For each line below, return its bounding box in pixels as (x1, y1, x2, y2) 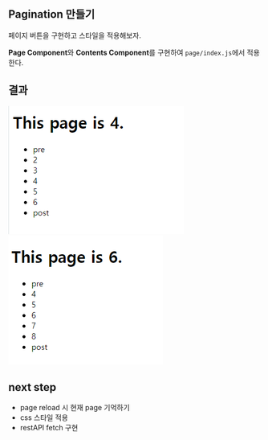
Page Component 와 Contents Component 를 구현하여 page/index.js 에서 (8, 47, 246, 57)
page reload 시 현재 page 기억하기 (19, 403, 130, 413)
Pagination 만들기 (8, 7, 95, 22)
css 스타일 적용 (19, 413, 68, 422)
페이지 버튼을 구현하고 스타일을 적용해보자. (8, 31, 142, 40)
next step (8, 380, 57, 394)
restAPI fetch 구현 (19, 423, 79, 433)
